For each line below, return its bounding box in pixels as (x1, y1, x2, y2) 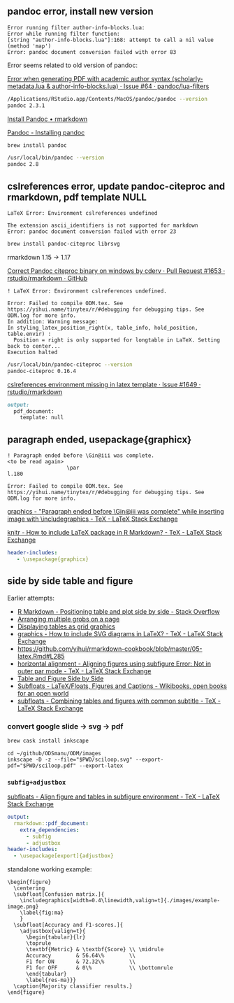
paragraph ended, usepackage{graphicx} (7, 433, 192, 445)
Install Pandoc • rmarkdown (7, 115, 88, 123)
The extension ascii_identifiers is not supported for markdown (7, 222, 198, 229)
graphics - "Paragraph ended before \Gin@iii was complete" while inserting (7, 507, 225, 516)
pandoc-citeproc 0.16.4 (7, 367, 77, 374)
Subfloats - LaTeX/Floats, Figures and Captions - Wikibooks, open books (17, 682, 227, 690)
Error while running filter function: (7, 30, 120, 37)
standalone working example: (7, 865, 92, 874)
